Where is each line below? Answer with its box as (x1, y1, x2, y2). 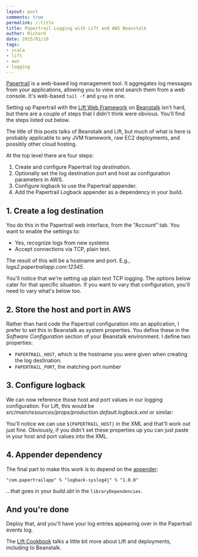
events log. (6, 526, 34, 533)
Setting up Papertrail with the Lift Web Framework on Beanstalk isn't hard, (6, 104, 186, 111)
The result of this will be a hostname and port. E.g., (6, 257, 131, 264)
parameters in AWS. (14, 176, 64, 183)
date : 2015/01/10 (6, 36, 49, 42)
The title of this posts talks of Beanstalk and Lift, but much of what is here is (6, 128, 191, 135)
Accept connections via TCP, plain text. (14, 246, 111, 253)
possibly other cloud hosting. (6, 140, 77, 148)
